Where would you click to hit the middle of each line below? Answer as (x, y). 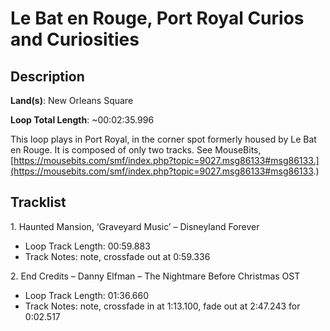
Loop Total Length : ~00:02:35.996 (82, 120)
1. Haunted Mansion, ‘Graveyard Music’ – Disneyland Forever (135, 226)
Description (47, 76)
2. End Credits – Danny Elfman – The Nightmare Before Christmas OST (155, 276)
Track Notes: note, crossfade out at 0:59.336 (117, 256)
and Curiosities (75, 39)
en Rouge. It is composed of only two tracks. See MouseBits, (136, 150)
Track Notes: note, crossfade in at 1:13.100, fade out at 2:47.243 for (162, 306)
